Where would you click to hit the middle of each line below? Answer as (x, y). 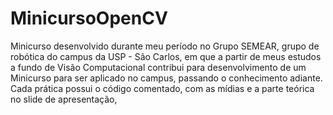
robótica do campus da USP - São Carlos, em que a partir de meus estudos (166, 56)
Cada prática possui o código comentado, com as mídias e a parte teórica (162, 88)
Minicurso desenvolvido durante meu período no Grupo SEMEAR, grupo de (165, 46)
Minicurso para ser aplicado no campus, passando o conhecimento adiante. (166, 78)
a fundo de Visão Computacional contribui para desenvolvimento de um (158, 67)
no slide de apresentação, (64, 99)
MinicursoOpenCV (89, 18)
